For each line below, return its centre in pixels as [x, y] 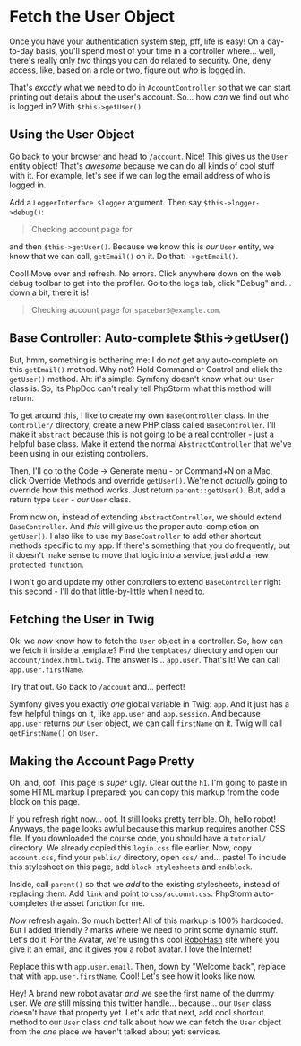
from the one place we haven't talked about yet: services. [116, 1032]
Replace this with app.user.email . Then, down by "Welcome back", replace [148, 967]
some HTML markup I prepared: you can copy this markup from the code [144, 792]
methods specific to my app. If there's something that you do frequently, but [150, 545]
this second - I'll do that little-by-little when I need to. [107, 591]
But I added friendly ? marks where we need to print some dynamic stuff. [144, 930]
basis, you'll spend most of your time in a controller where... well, [155, 50]
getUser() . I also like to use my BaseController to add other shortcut [135, 536]
